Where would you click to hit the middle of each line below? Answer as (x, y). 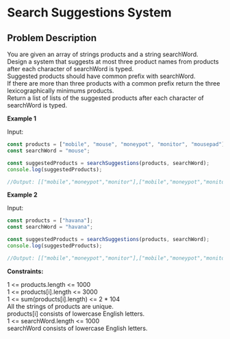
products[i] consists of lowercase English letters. (76, 314)
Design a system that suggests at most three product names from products (113, 62)
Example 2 (22, 195)
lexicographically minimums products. (61, 91)
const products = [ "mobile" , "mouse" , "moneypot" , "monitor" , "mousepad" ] (116, 145)
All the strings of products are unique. (61, 306)
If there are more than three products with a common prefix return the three (114, 83)
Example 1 (22, 118)
